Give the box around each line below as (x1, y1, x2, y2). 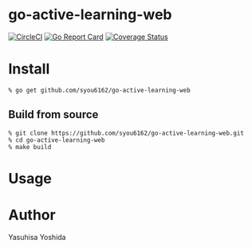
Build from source (8, 108, 99, 121)
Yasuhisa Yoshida (8, 232, 66, 242)
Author (8, 206, 56, 224)
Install (8, 60, 50, 78)
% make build (8, 143, 52, 151)
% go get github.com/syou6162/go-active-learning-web (8, 86, 191, 94)
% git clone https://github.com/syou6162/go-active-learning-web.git (8, 129, 245, 137)
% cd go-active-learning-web (8, 136, 105, 144)
